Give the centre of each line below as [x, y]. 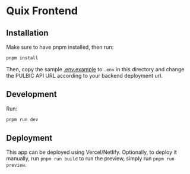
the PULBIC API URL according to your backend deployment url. [85, 75]
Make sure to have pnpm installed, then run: [60, 47]
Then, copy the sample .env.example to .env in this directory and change [95, 69]
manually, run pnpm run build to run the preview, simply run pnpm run [91, 159]
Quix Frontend [42, 11]
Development [32, 94]
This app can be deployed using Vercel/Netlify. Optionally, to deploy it [91, 152]
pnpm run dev [22, 119]
